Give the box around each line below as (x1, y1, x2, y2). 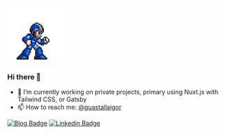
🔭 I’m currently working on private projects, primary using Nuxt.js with (17, 88, 219, 97)
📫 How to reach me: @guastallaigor (17, 103, 122, 112)
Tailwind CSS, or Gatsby (17, 95, 87, 103)
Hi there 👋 (7, 72, 42, 81)
